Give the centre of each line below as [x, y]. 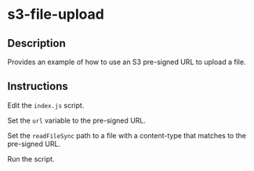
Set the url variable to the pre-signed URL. [77, 120]
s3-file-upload [56, 14]
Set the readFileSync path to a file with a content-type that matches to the [127, 135]
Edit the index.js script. [46, 105]
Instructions [38, 86]
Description [36, 43]
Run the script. [31, 159]
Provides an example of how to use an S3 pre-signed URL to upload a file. [127, 62]
